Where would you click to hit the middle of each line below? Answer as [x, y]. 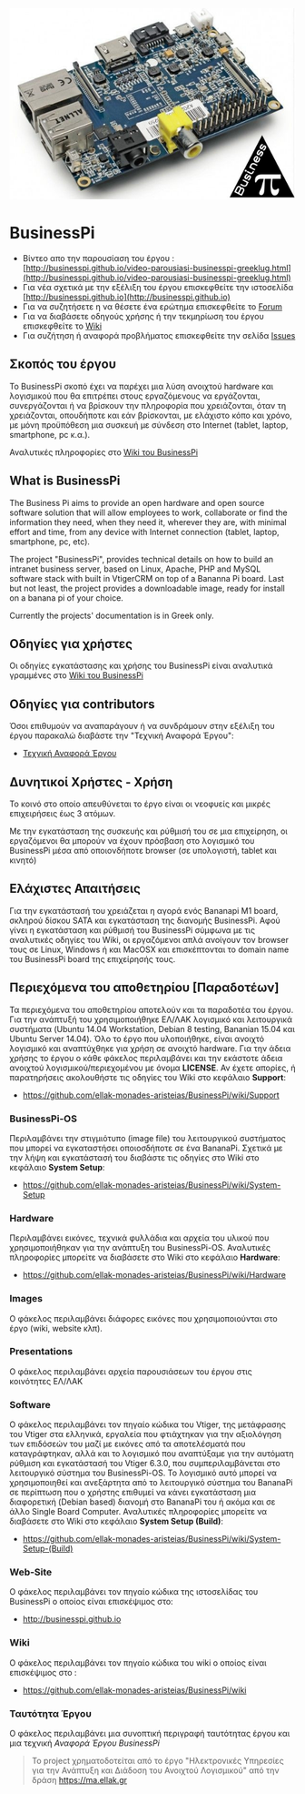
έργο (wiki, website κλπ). [56, 1328]
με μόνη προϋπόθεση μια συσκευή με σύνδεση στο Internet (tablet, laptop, [149, 425]
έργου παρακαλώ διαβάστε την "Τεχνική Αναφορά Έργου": [122, 735]
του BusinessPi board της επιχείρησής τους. [93, 958]
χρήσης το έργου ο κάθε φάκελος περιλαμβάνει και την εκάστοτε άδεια [146, 1058]
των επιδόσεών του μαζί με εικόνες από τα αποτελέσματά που [128, 1444]
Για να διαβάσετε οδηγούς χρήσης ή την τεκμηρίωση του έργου [143, 316]
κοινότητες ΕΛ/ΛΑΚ [46, 1381]
